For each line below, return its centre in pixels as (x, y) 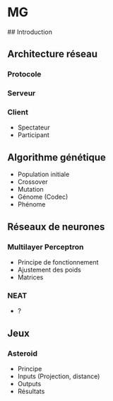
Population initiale (43, 175)
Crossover (32, 182)
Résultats (31, 391)
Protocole (24, 74)
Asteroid (22, 353)
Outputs (29, 383)
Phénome (31, 204)
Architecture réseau (52, 54)
